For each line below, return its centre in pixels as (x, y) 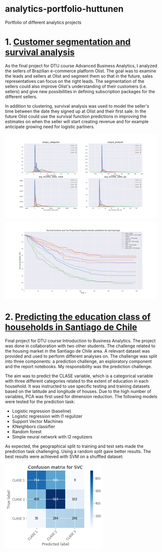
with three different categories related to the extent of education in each (77, 381)
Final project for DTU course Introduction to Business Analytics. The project (80, 341)
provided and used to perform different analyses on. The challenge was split (81, 356)
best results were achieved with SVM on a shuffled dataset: (64, 456)
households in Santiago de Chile (71, 327)
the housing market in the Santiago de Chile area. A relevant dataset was (77, 351)
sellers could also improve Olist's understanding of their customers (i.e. (76, 86)
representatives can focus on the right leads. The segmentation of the (75, 81)
